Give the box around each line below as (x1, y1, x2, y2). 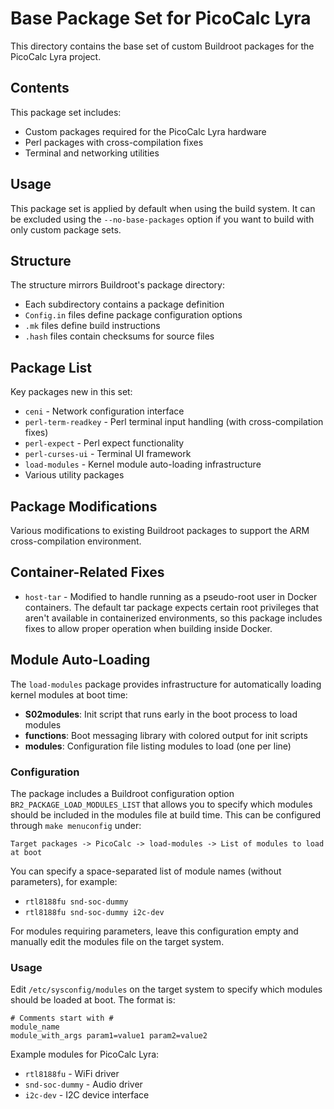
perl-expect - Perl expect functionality (24, 437, 185, 449)
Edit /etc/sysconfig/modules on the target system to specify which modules (10, 983, 323, 996)
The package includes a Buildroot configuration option (10, 787, 235, 799)
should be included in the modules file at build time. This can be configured (10, 808, 322, 821)
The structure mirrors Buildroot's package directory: (10, 279, 226, 291)
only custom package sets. (10, 223, 122, 236)
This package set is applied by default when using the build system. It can (10, 202, 316, 214)
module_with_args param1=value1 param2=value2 (10, 1031, 208, 1041)
